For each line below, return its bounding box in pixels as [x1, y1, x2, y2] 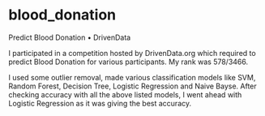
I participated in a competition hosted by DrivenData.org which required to [8, 48, 257, 58]
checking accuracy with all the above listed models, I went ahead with [8, 89, 242, 99]
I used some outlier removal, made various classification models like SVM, [8, 72, 256, 82]
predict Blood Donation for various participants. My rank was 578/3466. [8, 57, 249, 67]
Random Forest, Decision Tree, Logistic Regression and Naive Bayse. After [8, 81, 257, 91]
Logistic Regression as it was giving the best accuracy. [8, 98, 192, 108]
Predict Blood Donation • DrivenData [8, 32, 131, 42]
